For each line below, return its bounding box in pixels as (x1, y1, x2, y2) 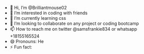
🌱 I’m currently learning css (9, 15, 66, 21)
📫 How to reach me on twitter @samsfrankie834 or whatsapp (9, 26, 138, 32)
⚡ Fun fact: (9, 44, 32, 50)
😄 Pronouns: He (9, 39, 44, 44)
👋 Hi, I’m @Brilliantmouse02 (9, 5, 67, 10)
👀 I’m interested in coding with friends (9, 10, 88, 16)
